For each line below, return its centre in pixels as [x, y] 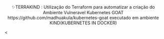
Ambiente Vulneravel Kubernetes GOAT [83, 12]
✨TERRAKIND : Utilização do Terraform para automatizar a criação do [83, 7]
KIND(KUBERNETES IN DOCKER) [83, 23]
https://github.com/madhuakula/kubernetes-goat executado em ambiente [83, 18]
